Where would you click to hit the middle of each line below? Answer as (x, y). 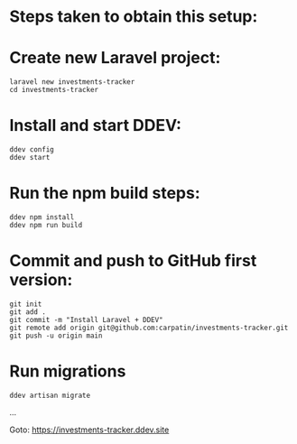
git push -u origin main (56, 336)
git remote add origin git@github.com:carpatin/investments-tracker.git (149, 328)
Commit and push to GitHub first (133, 261)
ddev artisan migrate (50, 395)
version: (41, 280)
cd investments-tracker (54, 90)
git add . (28, 312)
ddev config (32, 150)
